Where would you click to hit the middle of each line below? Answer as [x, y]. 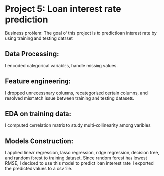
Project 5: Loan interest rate [63, 9]
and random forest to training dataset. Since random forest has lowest [76, 158]
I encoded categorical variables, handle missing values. [62, 65]
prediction [27, 19]
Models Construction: [39, 141]
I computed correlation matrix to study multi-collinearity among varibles [78, 125]
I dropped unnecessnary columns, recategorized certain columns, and [77, 93]
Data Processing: [32, 54]
